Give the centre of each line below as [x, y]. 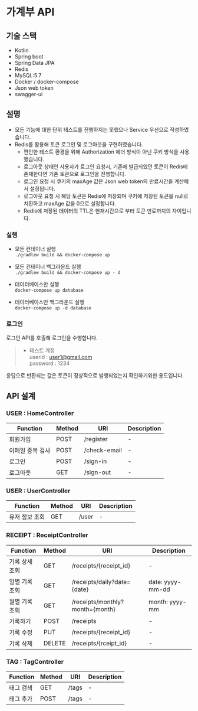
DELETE [55, 643]
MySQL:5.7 [28, 75]
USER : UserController [38, 491]
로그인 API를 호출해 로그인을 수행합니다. [52, 338]
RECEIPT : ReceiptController [47, 535]
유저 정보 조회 [27, 517]
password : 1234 [49, 363]
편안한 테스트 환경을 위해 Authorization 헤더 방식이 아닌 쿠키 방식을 [101, 152]
